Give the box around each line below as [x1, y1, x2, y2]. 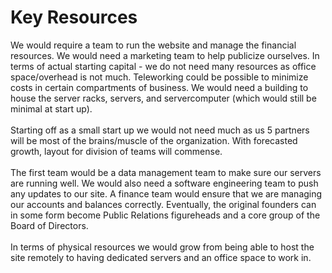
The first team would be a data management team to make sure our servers [10, 166, 322, 178]
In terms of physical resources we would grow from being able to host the [10, 241, 315, 253]
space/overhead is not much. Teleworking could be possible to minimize [10, 71, 309, 83]
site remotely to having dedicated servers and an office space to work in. [10, 251, 312, 263]
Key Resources [10, 6, 138, 29]
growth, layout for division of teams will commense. [10, 145, 223, 157]
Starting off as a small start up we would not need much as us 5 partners [10, 124, 310, 136]
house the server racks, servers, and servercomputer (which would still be [10, 92, 317, 104]
